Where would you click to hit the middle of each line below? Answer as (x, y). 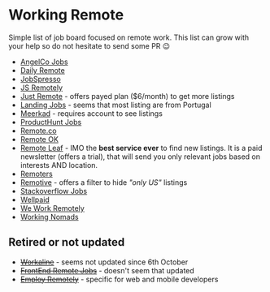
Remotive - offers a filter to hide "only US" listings (104, 182)
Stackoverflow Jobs (54, 191)
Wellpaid (35, 200)
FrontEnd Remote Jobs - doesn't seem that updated (107, 270)
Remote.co (38, 131)
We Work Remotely (52, 208)
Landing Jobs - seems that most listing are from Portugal (115, 105)
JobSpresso (40, 79)
